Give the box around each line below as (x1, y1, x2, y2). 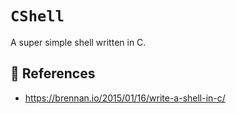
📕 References (10, 65, 96, 82)
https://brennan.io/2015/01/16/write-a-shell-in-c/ (24, 92, 226, 104)
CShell (10, 7, 65, 26)
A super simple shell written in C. (10, 36, 147, 48)
